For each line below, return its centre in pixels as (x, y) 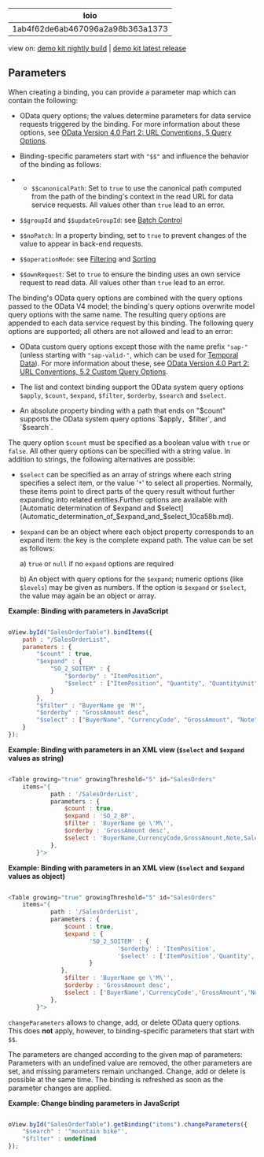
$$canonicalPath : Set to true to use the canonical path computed (136, 187)
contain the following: (43, 100)
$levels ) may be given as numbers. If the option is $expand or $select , (133, 587)
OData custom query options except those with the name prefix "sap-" (134, 347)
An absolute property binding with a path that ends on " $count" (123, 410)
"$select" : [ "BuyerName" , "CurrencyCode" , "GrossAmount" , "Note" (147, 720)
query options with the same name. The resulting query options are (117, 314)
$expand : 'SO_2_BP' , (99, 816)
